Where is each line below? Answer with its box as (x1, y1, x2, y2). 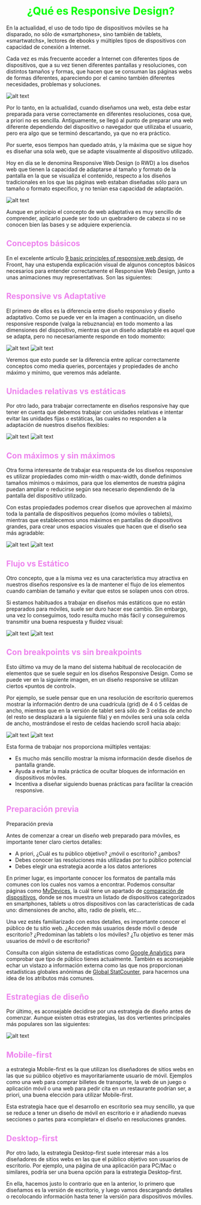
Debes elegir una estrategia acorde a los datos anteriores (14, 862, 157, 870)
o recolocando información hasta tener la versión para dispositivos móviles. (6, 1193, 193, 1200)
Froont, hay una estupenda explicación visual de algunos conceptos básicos (6, 261, 195, 268)
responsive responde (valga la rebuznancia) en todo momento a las (6, 320, 173, 327)
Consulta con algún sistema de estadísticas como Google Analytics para (6, 948, 185, 956)
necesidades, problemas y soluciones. (6, 80, 101, 88)
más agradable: (6, 529, 45, 537)
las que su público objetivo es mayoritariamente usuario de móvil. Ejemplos (6, 1072, 193, 1079)
